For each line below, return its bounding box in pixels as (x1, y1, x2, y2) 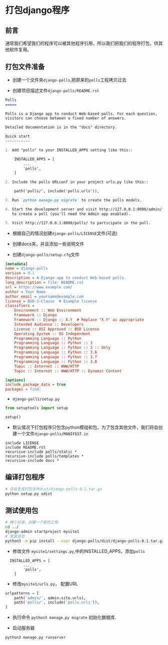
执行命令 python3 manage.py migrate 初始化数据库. (12, 614, 116, 620)
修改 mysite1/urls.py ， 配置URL (12, 580, 78, 586)
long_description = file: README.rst (5, 280, 84, 285)
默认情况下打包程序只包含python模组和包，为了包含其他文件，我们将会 (12, 424, 158, 430)
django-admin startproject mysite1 (5, 529, 79, 534)
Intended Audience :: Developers (14, 321, 84, 327)
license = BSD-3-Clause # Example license (5, 298, 97, 303)
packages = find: (5, 387, 41, 392)
